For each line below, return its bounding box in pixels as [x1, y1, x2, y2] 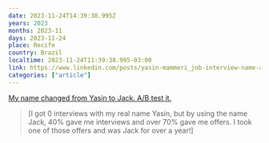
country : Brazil [8, 49, 62, 57]
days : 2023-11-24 [8, 34, 66, 42]
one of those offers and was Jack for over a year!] [27, 125, 194, 135]
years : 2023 [8, 19, 48, 27]
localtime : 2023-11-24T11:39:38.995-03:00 [8, 57, 152, 65]
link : [8, 64, 26, 72]
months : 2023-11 [8, 26, 62, 34]
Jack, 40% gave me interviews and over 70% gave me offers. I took [27, 117, 252, 126]
